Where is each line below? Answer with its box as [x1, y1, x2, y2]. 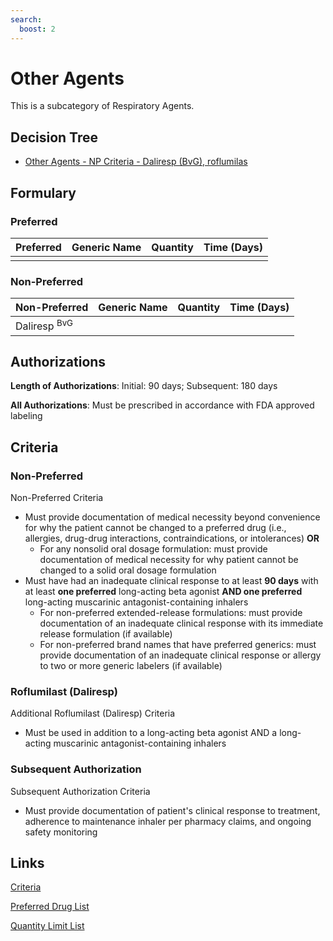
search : [10, 14, 43, 25]
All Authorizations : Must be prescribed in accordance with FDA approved [10, 399, 315, 411]
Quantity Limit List [10, 920, 85, 932]
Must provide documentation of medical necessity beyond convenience [24, 511, 321, 523]
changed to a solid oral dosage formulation [39, 564, 217, 576]
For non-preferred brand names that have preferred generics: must [39, 639, 317, 651]
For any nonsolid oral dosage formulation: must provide [39, 543, 268, 555]
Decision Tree [10, 129, 98, 146]
